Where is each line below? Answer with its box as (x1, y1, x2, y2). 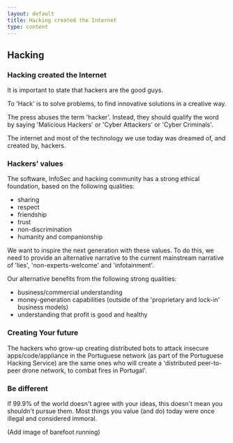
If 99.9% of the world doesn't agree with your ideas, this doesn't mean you (7, 399, 223, 407)
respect (17, 203, 40, 212)
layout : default (7, 10, 54, 17)
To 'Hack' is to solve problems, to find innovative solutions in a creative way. (7, 99, 227, 108)
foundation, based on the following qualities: (7, 182, 135, 191)
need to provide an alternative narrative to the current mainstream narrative (7, 254, 225, 262)
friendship (17, 210, 47, 219)
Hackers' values (7, 159, 63, 168)
